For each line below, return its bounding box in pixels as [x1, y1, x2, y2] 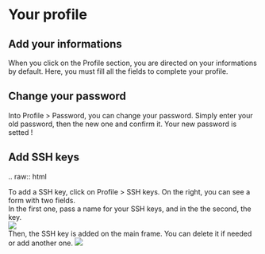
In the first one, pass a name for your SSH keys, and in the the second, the [8, 204, 252, 214]
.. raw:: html [8, 171, 48, 181]
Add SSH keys [8, 151, 80, 164]
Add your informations [8, 37, 123, 51]
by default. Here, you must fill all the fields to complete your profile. [8, 67, 229, 76]
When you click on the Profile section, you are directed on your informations [8, 58, 258, 67]
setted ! [8, 127, 33, 137]
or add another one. [8, 238, 74, 248]
